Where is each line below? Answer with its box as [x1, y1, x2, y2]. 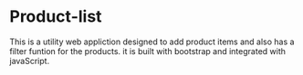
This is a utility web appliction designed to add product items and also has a [9, 36, 295, 47]
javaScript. [9, 55, 50, 66]
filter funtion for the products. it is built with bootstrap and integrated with [9, 45, 286, 56]
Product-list [9, 6, 102, 27]
